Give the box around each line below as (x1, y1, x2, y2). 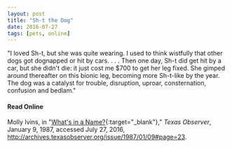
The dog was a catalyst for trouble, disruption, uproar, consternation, (7, 79, 207, 88)
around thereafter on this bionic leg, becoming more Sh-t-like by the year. (7, 72, 220, 80)
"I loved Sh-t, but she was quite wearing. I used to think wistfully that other (7, 49, 223, 58)
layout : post (7, 10, 46, 18)
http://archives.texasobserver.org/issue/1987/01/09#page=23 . (7, 133, 187, 141)
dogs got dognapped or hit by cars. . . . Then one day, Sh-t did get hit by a (7, 57, 222, 65)
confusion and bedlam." (7, 86, 76, 95)
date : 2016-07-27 (7, 23, 58, 30)
